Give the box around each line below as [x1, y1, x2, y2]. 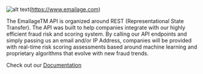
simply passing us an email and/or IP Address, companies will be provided [6, 37, 192, 44]
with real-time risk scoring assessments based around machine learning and [6, 43, 198, 50]
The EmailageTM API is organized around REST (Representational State [6, 18, 184, 24]
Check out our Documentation [6, 61, 82, 69]
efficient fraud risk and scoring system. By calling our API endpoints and [6, 30, 187, 38]
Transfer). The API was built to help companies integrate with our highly [6, 24, 186, 31]
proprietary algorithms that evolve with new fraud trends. [6, 50, 149, 57]
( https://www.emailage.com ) [29, 6, 101, 13]
